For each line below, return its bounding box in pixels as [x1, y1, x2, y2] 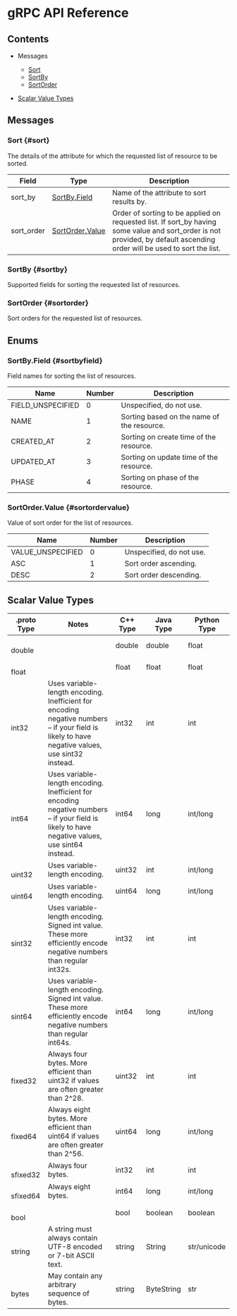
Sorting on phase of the [121, 473, 200, 482]
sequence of [47, 1288, 90, 1298]
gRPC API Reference [7, 5, 129, 21]
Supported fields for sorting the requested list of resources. [7, 280, 181, 288]
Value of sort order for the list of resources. [7, 518, 133, 527]
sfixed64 [11, 1191, 41, 1201]
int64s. [47, 1037, 71, 1047]
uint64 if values [47, 1131, 100, 1140]
